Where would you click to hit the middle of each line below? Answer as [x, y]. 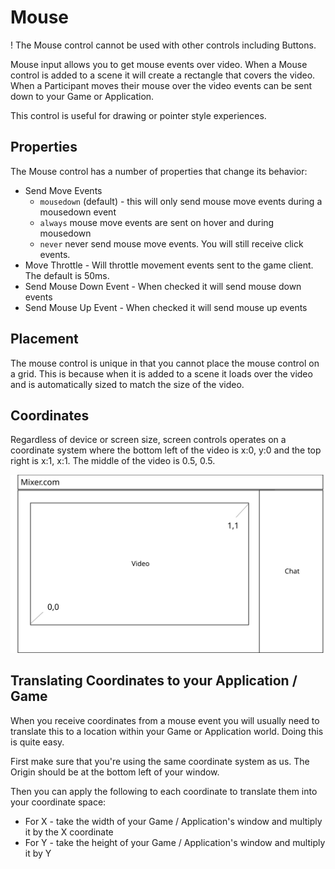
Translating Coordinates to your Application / [154, 681]
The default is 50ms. [67, 275]
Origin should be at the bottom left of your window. [115, 772]
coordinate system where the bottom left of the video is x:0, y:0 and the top [166, 450]
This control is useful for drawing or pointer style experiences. [138, 115]
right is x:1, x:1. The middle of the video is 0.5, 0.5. [113, 461]
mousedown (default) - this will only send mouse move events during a [181, 201]
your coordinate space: [58, 802]
